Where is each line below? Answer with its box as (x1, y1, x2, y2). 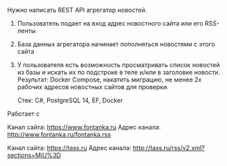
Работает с (7, 110, 40, 118)
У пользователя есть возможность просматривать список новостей (17, 61, 220, 68)
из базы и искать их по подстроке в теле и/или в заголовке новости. (17, 68, 221, 76)
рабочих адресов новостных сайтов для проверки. (17, 83, 169, 91)
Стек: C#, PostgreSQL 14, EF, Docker (17, 96, 123, 104)
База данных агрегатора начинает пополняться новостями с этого (17, 40, 216, 48)
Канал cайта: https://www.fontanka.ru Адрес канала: (7, 123, 161, 131)
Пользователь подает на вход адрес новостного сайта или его (17, 19, 203, 27)
